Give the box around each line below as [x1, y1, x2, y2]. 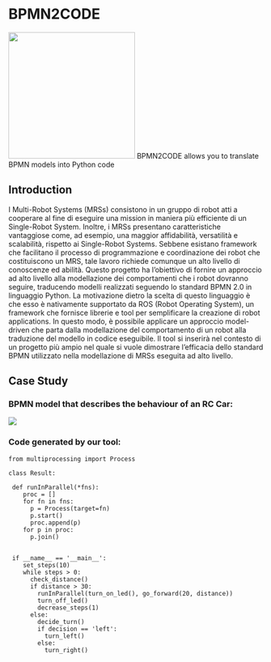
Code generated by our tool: [8, 436, 121, 448]
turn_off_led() [37, 596, 89, 605]
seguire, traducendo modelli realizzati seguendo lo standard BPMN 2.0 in [8, 282, 252, 291]
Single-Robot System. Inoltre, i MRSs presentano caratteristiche [8, 222, 221, 231]
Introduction [8, 183, 73, 197]
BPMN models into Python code [8, 159, 115, 169]
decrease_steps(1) [37, 604, 100, 612]
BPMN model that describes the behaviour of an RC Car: [8, 398, 233, 410]
